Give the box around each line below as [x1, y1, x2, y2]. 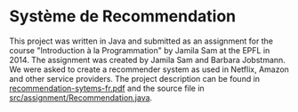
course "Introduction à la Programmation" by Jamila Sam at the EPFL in [9, 44, 270, 55]
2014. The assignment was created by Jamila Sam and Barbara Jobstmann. [9, 54, 286, 65]
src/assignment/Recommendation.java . [9, 92, 153, 103]
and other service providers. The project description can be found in [9, 73, 261, 84]
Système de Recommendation [9, 6, 237, 27]
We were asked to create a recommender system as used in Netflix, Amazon [9, 64, 289, 75]
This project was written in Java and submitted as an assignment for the [9, 36, 274, 46]
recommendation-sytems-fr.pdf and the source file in [9, 83, 205, 93]
